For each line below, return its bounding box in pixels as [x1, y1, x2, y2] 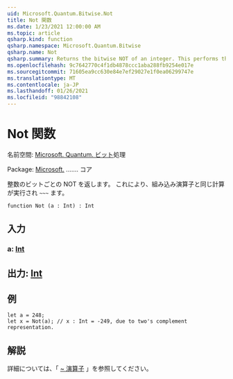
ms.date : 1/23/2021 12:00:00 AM [7, 23, 101, 30]
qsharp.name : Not [7, 49, 58, 56]
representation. [7, 324, 54, 331]
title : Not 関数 [7, 17, 52, 24]
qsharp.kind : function [7, 36, 73, 43]
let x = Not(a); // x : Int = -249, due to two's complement [7, 318, 188, 325]
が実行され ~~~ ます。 [7, 188, 68, 196]
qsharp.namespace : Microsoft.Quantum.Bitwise [7, 42, 141, 49]
